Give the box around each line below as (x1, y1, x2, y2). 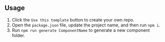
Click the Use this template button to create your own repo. (11, 17, 134, 22)
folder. (11, 32, 25, 38)
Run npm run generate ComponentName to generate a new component (11, 27, 150, 33)
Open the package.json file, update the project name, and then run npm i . (11, 22, 161, 28)
